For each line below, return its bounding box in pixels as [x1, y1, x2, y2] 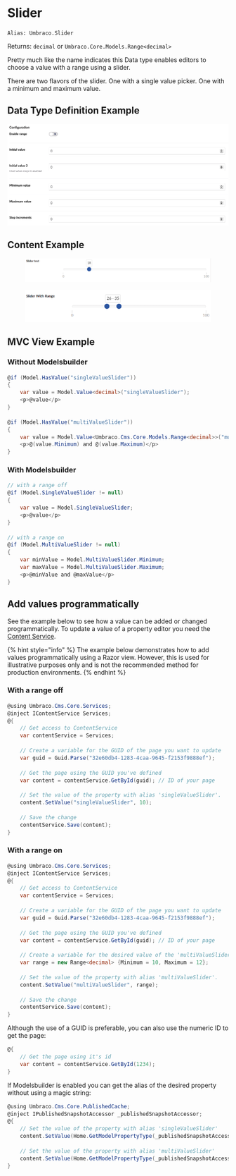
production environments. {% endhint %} [7, 668, 126, 676]
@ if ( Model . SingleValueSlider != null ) [7, 489, 124, 496]
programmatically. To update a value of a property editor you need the [7, 624, 211, 632]
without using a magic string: [7, 1088, 91, 1097]
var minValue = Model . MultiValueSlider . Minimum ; [20, 556, 165, 563]
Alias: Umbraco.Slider [7, 30, 74, 37]
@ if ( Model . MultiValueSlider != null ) [7, 541, 121, 549]
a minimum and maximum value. [7, 84, 100, 92]
